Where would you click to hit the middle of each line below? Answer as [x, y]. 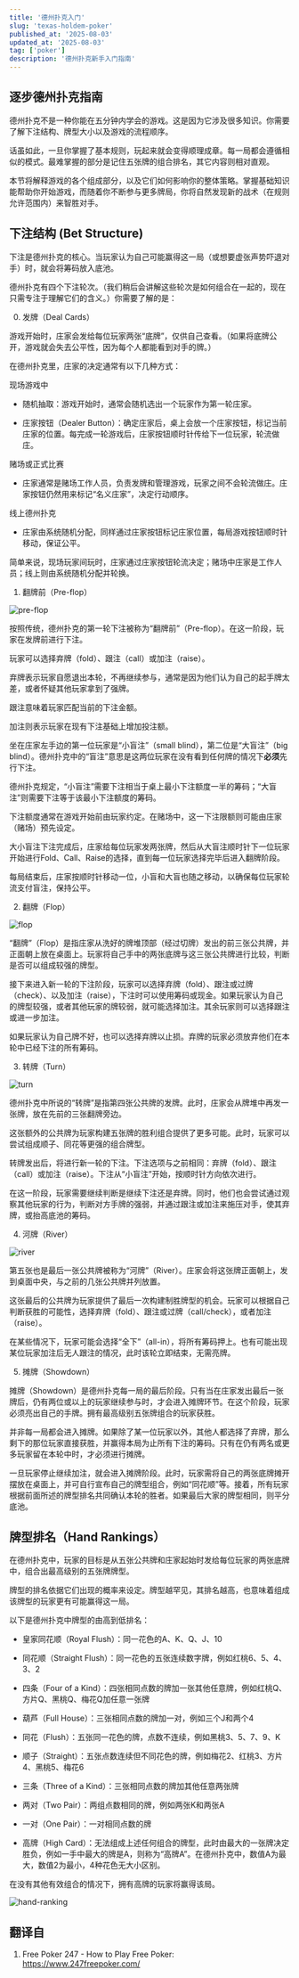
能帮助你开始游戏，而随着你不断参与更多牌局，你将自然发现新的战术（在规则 [149, 192]
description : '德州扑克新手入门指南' [73, 59]
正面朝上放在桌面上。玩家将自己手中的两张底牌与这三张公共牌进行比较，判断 [149, 953]
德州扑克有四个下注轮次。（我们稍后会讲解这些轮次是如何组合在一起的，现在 [148, 287]
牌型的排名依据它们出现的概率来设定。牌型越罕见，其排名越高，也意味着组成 [149, 1590]
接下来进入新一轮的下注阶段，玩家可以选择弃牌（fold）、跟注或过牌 [131, 984]
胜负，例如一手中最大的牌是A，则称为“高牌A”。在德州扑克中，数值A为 [150, 1854]
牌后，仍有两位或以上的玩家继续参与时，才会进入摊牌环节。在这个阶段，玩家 [149, 1402]
